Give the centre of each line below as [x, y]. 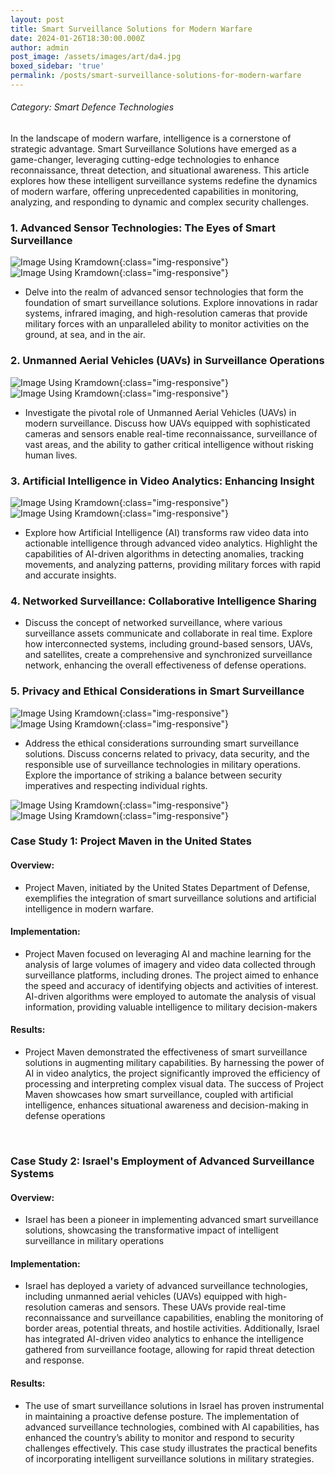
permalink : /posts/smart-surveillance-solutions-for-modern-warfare [156, 76]
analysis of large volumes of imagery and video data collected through [170, 964]
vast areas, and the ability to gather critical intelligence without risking [169, 444]
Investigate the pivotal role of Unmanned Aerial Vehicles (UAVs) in [160, 412]
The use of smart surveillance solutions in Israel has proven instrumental [174, 1405]
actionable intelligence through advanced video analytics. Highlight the [171, 543]
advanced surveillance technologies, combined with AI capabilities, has [172, 1427]
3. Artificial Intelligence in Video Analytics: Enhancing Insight [162, 481]
